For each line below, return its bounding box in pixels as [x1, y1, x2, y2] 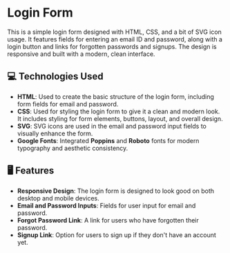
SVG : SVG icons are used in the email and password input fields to [17, 122, 207, 130]
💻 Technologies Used [7, 71, 104, 82]
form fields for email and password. [17, 100, 119, 108]
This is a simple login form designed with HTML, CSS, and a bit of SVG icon [7, 28, 222, 36]
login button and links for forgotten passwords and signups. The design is [7, 42, 217, 50]
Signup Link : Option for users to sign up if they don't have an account [17, 230, 216, 239]
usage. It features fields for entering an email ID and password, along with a [7, 35, 223, 43]
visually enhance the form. [17, 129, 93, 138]
